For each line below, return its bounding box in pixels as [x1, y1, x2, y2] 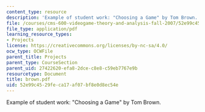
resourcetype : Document [6, 71, 67, 77]
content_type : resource [6, 8, 67, 15]
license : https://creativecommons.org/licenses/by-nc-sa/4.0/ [6, 43, 168, 49]
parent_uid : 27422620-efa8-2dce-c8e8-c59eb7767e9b [6, 65, 138, 71]
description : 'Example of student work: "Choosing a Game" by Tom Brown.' [6, 15, 201, 21]
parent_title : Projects [6, 54, 67, 60]
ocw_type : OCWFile [6, 48, 53, 54]
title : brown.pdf [6, 76, 51, 82]
